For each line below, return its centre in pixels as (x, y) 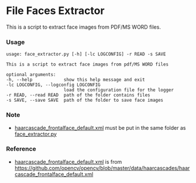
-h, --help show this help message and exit (75, 80)
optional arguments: (31, 75)
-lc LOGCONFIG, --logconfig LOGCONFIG (53, 85)
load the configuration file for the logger (119, 90)
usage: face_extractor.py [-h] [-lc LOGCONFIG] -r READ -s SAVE (86, 54)
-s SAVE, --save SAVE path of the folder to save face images (85, 101)
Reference (21, 149)
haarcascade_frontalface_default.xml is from (68, 161)
